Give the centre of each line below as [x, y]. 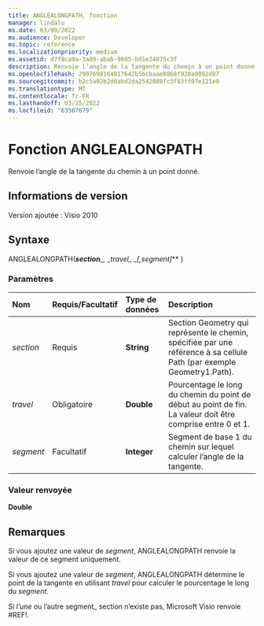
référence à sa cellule [207, 352]
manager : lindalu [37, 23]
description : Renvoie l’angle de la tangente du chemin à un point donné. [133, 67]
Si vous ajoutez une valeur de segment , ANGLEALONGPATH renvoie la [122, 550]
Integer [139, 451]
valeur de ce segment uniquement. [65, 559]
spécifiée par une [200, 342]
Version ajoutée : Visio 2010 [53, 215]
